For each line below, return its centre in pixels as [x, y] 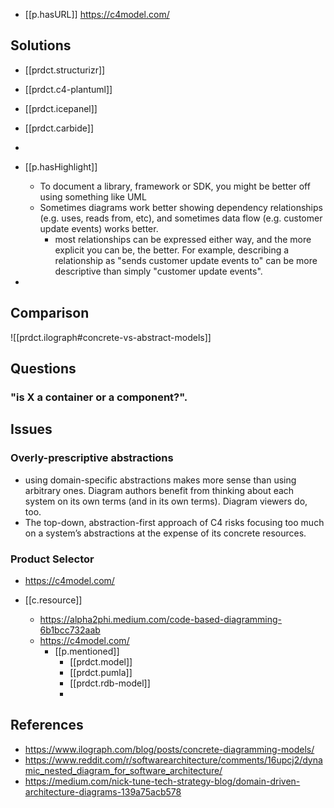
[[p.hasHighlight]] [61, 166]
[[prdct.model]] [101, 661]
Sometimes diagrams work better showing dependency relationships [181, 207]
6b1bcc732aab [70, 630]
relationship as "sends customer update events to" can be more [186, 260]
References [47, 725]
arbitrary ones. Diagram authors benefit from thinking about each [159, 490]
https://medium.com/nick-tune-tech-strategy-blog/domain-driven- [162, 781]
